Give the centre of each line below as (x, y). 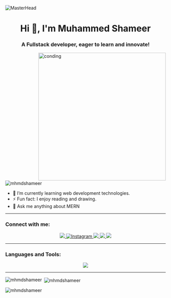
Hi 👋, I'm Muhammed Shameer (85, 29)
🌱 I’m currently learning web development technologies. (71, 193)
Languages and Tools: (33, 254)
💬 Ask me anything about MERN (46, 207)
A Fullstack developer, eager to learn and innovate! (85, 44)
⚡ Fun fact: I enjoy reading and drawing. (54, 199)
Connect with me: (28, 224)
